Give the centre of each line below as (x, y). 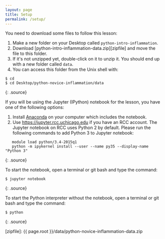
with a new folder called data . (43, 64)
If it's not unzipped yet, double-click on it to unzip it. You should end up (86, 59)
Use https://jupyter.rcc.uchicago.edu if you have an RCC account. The (85, 122)
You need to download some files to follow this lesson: (61, 33)
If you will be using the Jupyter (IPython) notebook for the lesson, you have (83, 102)
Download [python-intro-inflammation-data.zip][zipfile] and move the (84, 48)
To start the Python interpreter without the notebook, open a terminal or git (82, 198)
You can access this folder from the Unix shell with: (65, 69)
